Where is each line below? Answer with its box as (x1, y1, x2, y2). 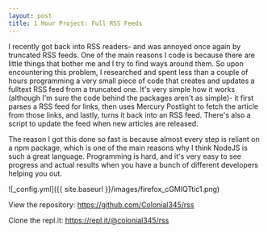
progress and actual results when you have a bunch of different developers (8, 160, 258, 169)
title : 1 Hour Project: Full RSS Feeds (8, 19, 143, 27)
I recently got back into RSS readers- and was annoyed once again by (8, 41, 241, 51)
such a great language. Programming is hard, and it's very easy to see (8, 151, 242, 161)
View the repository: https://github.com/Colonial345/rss (8, 199, 195, 210)
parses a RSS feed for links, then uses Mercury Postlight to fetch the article (8, 102, 258, 111)
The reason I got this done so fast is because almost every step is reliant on (8, 134, 260, 144)
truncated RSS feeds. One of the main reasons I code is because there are (8, 50, 256, 60)
